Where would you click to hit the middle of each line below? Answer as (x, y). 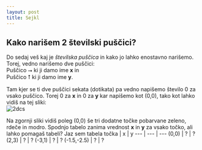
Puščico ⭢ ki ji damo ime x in (43, 70)
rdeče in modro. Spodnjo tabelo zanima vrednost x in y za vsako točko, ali (99, 127)
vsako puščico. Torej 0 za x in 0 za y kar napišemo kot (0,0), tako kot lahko (101, 96)
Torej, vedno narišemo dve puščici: (50, 64)
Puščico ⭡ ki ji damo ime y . (40, 77)
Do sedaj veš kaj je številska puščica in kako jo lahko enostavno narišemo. (100, 57)
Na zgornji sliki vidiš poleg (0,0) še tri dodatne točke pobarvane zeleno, (96, 121)
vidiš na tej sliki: (26, 102)
